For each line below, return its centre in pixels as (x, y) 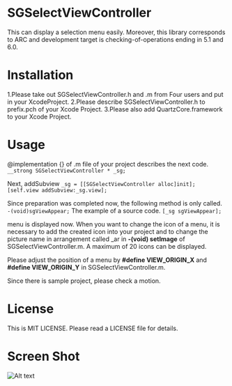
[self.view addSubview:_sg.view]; (57, 190)
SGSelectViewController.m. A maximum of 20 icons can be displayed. (107, 246)
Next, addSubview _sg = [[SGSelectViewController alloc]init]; (101, 183)
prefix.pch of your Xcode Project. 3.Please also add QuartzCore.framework (115, 109)
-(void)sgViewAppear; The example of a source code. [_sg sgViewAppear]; (114, 210)
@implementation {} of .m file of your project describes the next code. (108, 164)
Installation (40, 75)
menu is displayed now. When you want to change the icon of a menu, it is (114, 224)
